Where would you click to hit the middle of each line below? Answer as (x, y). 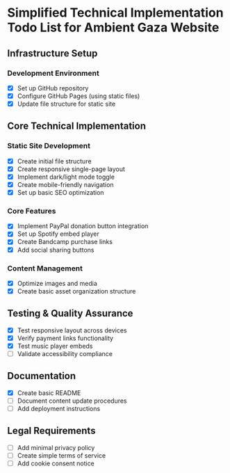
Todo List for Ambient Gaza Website (113, 27)
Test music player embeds (55, 346)
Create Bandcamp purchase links (65, 242)
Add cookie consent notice (56, 463)
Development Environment (53, 73)
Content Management (45, 268)
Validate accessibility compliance (65, 354)
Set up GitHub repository (53, 88)
